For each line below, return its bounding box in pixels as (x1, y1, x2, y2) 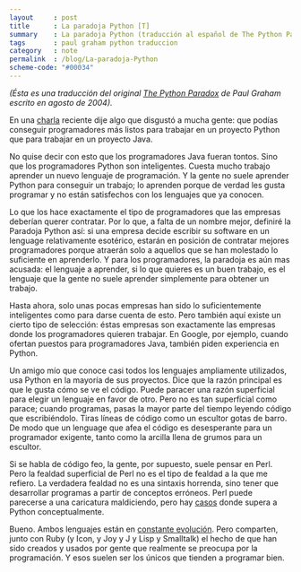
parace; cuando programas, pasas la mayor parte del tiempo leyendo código (9, 403, 292, 413)
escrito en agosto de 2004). (9, 97, 114, 108)
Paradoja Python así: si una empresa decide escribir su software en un (9, 225, 271, 236)
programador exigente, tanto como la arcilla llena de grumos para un (9, 431, 262, 442)
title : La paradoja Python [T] (9, 22, 150, 30)
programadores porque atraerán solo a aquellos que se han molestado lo (9, 244, 279, 256)
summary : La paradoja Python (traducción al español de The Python (9, 30, 282, 39)
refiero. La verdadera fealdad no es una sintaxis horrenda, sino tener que (9, 477, 279, 489)
